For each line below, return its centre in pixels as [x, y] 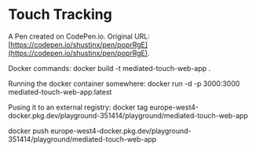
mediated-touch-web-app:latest [60, 91]
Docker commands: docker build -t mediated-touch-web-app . [110, 68]
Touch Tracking [60, 15]
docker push [29, 131]
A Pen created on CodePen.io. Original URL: [79, 36]
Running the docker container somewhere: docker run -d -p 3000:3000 [124, 83]
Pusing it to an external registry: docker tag [78, 107]
